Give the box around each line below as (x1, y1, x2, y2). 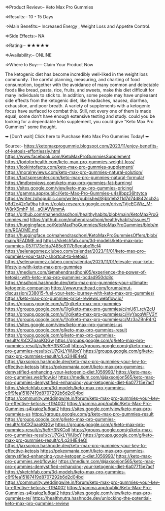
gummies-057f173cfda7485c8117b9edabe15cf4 (5, 243, 101, 249)
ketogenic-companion (5, 285, 50, 291)
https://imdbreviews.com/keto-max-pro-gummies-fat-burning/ (5, 180, 132, 186)
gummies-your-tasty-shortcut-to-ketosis (5, 253, 88, 259)
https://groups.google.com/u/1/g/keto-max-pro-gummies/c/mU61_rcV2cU (5, 306, 155, 312)
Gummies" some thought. (5, 124, 57, 130)
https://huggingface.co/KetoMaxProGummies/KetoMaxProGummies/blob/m (5, 222, 159, 228)
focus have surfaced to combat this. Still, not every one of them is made (5, 108, 152, 114)
